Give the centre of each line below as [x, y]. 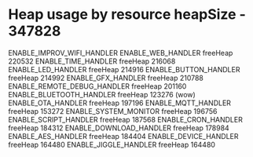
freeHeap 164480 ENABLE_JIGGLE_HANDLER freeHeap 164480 [112, 144]
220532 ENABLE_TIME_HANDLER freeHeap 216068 [92, 61]
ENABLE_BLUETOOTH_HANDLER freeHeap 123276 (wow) [102, 94]
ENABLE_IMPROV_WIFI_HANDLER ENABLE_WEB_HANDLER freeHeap [121, 53]
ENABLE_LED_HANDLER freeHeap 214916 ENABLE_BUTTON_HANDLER [124, 69]
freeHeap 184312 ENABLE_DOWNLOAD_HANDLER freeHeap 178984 [119, 128]
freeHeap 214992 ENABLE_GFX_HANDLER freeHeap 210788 [106, 78]
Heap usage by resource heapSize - [127, 15]
